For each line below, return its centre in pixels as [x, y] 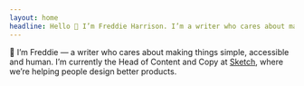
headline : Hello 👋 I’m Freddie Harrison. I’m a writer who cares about [147, 26]
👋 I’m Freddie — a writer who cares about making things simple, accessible [149, 52]
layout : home [34, 18]
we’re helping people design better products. [93, 71]
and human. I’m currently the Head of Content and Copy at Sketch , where [146, 62]
